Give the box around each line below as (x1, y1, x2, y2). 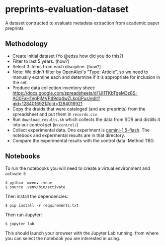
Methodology (5, 40, 48, 48)
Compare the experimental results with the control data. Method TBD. (12, 137, 155, 143)
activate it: (5, 170, 27, 176)
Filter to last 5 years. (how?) (12, 58, 70, 64)
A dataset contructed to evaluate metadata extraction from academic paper (5, 20, 160, 26)
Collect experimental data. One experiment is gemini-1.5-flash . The (12, 127, 150, 133)
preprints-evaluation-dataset (5, 3, 129, 15)
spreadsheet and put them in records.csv (12, 111, 97, 117)
